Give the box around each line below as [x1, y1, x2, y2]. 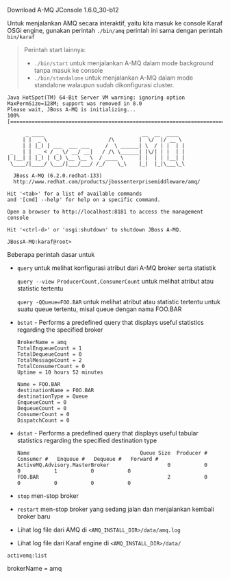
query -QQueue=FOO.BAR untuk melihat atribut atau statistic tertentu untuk [16, 298, 221, 306]
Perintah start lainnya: [23, 46, 86, 54]
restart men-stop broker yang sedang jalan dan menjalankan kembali [16, 505, 214, 513]
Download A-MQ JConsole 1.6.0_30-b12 [7, 6, 119, 14]
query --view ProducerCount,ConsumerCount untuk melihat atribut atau [16, 277, 214, 285]
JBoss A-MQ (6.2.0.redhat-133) [13, 172, 103, 179]
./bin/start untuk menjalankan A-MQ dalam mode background [34, 59, 214, 67]
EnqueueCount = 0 [16, 399, 67, 406]
